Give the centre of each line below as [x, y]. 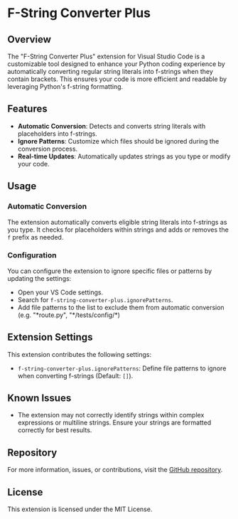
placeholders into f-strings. [57, 134]
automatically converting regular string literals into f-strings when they [110, 71]
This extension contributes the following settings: [79, 354]
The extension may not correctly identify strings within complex [111, 415]
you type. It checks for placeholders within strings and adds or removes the [118, 230]
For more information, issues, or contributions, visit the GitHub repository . [115, 470]
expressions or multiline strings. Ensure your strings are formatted [114, 423]
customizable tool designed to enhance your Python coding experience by [116, 64]
